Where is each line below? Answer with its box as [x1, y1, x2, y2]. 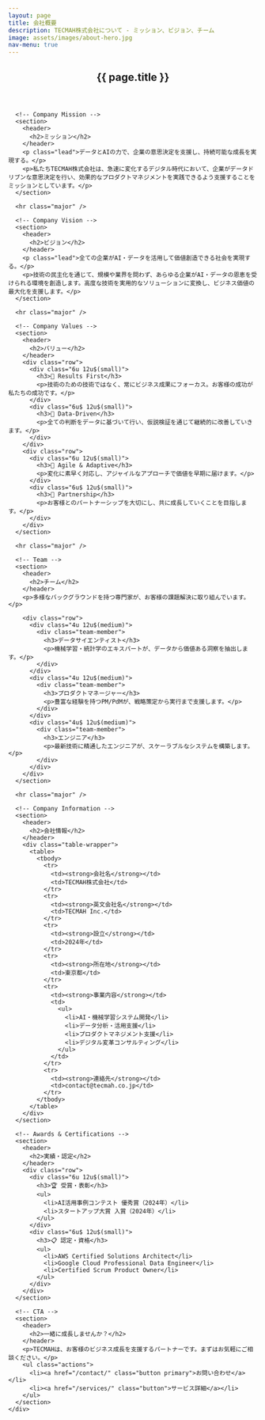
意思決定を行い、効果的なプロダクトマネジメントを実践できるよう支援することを [31, 173, 256, 181]
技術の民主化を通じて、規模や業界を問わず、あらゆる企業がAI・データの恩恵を [32, 271, 252, 279]
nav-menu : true [8, 41, 59, 49]
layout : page [8, 11, 51, 20]
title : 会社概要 [8, 19, 57, 27]
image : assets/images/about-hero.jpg [8, 33, 133, 42]
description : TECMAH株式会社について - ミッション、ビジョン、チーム [8, 26, 215, 34]
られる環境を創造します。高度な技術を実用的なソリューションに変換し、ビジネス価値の [13, 279, 255, 287]
